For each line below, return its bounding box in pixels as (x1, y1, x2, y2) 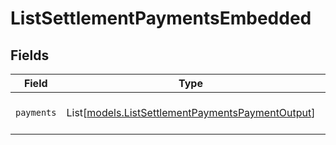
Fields (10, 47, 50, 64)
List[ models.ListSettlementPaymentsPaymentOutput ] (66, 106, 316, 119)
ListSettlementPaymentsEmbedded (10, 7, 312, 30)
